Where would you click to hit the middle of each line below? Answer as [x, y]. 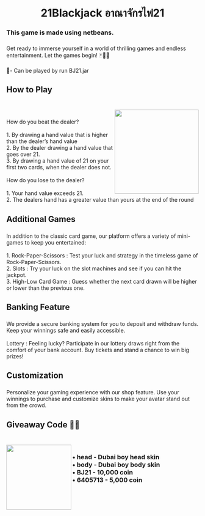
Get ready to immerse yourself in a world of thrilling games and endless [96, 48]
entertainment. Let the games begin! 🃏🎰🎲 [58, 56]
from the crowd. [27, 405]
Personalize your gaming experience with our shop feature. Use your [93, 393]
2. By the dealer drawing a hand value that [59, 148]
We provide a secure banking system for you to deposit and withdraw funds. [103, 323]
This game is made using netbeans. [60, 32]
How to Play [30, 90]
